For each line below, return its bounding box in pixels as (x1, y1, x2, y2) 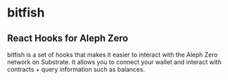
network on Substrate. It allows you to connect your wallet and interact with (7, 58, 222, 66)
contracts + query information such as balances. (7, 66, 145, 73)
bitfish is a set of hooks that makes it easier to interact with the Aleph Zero (7, 50, 218, 59)
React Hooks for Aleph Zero (7, 32, 129, 44)
